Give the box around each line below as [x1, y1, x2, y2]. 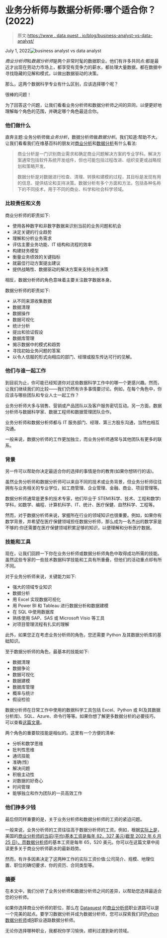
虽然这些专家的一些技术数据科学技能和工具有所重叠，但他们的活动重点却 [5, 557, 153, 563]
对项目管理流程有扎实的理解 [12, 622, 70, 627]
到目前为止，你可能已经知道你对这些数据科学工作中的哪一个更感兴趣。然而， [5, 380, 162, 386]
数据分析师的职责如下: [5, 287, 51, 293]
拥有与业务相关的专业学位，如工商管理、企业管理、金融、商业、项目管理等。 [5, 485, 162, 491]
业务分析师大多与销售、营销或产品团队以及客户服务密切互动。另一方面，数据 [5, 402, 162, 408]
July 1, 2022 [5, 48, 30, 54]
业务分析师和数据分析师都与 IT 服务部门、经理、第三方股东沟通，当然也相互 [5, 419, 160, 425]
